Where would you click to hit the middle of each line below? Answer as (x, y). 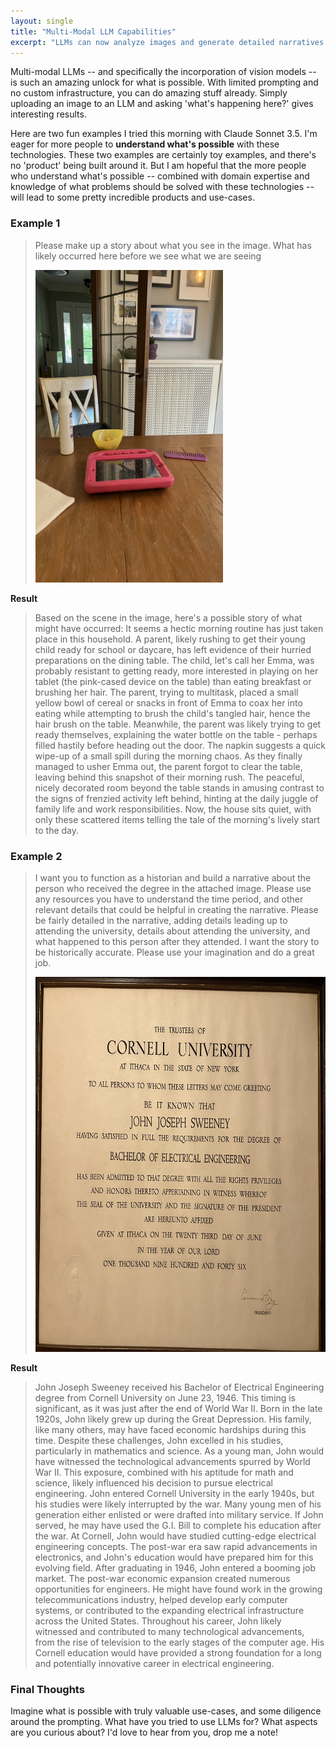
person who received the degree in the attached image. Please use (173, 888)
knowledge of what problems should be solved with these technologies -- (162, 187)
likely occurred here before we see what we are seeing (148, 256)
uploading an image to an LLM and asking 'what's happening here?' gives (162, 104)
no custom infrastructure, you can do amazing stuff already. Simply (149, 93)
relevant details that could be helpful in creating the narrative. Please (176, 909)
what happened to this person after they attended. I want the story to (177, 941)
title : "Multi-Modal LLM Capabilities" (93, 31)
